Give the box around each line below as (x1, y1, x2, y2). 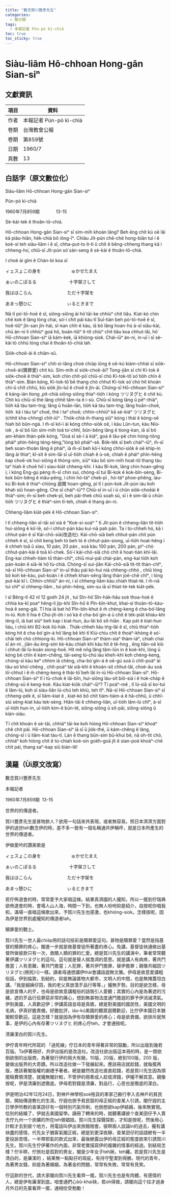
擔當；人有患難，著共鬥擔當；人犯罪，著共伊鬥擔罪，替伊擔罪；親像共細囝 (5, 962, 161, 969)
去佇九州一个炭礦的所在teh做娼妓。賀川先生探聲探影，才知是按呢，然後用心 (5, 1116, 164, 1122)
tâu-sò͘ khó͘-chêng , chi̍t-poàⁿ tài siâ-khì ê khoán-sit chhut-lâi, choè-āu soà (5, 663, 162, 670)
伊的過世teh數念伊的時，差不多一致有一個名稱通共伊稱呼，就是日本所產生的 (5, 824, 164, 831)
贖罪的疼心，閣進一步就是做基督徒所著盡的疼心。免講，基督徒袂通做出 (14, 944, 161, 950)
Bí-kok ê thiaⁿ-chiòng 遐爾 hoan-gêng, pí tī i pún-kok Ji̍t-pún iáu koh (11, 480, 155, 487)
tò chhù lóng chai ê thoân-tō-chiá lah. (12, 339, 92, 346)
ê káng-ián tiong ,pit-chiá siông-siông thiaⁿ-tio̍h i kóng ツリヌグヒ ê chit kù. (5, 390, 163, 397)
